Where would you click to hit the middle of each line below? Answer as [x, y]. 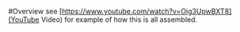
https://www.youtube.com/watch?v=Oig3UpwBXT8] [147, 11]
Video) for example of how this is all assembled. [119, 20]
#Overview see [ [35, 11]
